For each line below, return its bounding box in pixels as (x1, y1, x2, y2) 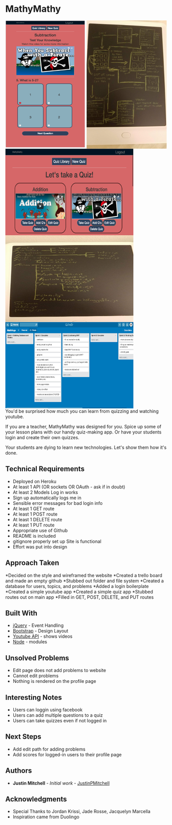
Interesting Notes (5, 693, 62, 702)
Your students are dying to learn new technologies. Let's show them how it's (5, 444, 167, 450)
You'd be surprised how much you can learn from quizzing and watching (5, 408, 159, 414)
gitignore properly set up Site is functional (12, 538, 101, 544)
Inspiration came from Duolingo (12, 814, 79, 820)
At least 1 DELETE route (12, 516, 62, 522)
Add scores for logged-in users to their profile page (12, 751, 122, 757)
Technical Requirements (5, 465, 85, 474)
